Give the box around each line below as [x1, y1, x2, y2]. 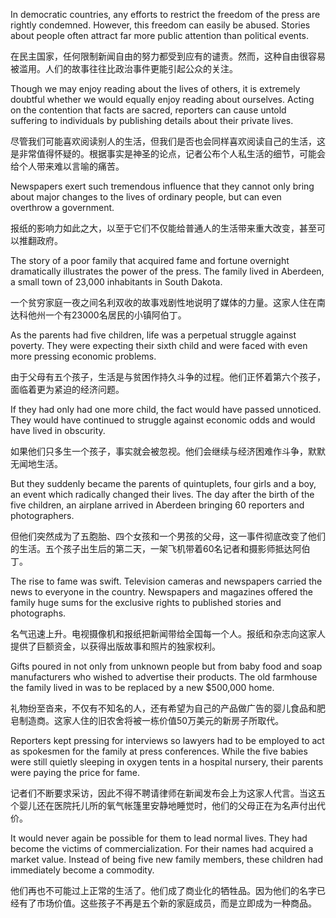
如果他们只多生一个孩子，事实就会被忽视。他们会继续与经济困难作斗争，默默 [10, 445, 326, 457]
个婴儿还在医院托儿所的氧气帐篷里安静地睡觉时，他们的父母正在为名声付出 [10, 800, 317, 811]
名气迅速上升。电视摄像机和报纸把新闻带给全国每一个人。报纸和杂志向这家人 [10, 628, 326, 639]
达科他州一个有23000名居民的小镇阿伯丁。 [10, 309, 187, 321]
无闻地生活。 [10, 458, 63, 469]
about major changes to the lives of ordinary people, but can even [10, 191, 282, 203]
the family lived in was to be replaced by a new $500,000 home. [10, 682, 275, 693]
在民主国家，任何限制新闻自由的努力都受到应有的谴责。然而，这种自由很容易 [10, 50, 326, 62]
